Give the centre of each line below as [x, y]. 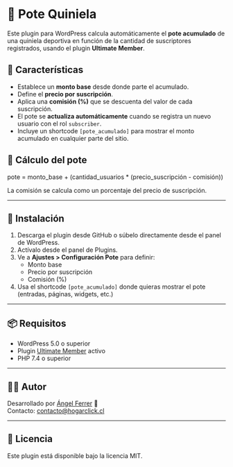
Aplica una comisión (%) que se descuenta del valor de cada [105, 101]
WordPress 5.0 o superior [54, 343]
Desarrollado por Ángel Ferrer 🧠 [53, 403]
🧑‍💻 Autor [27, 387]
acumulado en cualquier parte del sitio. [73, 138]
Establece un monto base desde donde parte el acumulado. [103, 87]
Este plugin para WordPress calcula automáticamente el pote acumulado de [116, 33]
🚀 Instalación [36, 218]
